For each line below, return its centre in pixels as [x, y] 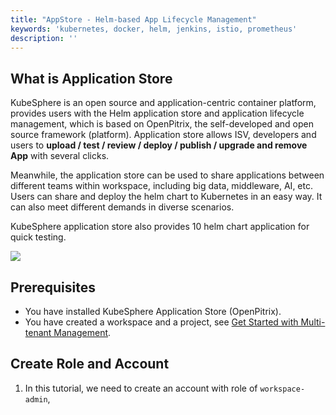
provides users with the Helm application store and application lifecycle [157, 113]
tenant [38, 332]
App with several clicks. [60, 156]
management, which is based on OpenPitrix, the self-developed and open [162, 124]
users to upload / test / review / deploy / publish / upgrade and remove [159, 145]
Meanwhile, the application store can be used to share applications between [167, 175]
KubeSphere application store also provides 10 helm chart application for [160, 227]
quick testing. [38, 237]
